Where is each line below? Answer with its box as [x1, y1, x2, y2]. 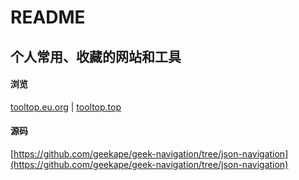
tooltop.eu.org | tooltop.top [10, 101, 122, 113]
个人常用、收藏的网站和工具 [10, 48, 182, 65]
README [10, 6, 86, 29]
